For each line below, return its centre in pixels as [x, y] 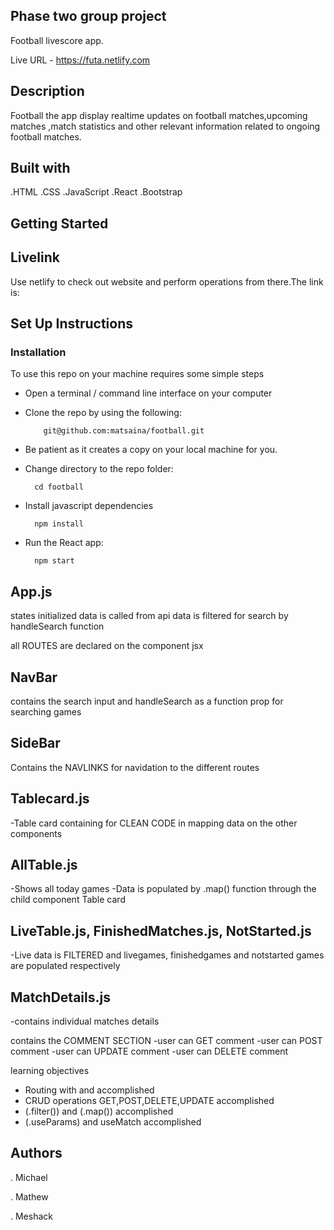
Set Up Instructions [72, 324]
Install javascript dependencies [89, 506]
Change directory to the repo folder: [99, 469]
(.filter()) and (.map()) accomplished [99, 1111]
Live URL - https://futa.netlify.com [80, 60]
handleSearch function [57, 626]
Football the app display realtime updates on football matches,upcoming [159, 115]
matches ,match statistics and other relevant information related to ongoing [165, 126]
